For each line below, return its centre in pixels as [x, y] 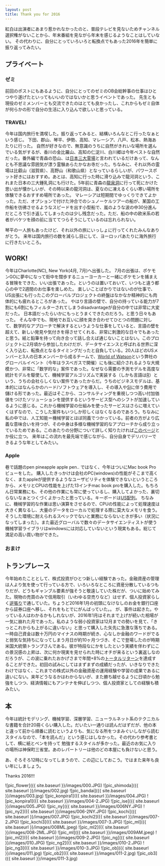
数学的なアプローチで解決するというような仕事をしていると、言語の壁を [86, 326]
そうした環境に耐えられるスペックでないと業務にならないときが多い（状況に [82, 516]
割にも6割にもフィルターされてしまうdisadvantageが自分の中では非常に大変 [82, 307]
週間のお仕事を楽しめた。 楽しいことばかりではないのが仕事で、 [90, 289]
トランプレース [27, 566]
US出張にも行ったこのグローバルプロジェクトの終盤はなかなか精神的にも [79, 295]
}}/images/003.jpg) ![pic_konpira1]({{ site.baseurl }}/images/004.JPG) [76, 796]
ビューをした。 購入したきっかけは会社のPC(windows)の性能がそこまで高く [82, 473]
